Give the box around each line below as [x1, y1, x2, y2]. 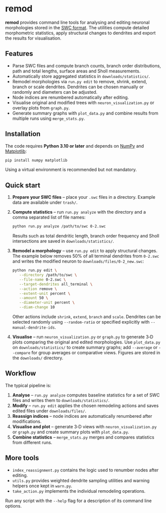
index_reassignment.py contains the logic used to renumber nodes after [12, 467, 159, 473]
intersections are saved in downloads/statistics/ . [12, 238, 114, 244]
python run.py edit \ [12, 268, 57, 273]
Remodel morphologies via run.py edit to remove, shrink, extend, [12, 78, 147, 84]
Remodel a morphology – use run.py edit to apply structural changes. [12, 248, 158, 254]
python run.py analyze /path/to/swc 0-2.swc [12, 224, 106, 229]
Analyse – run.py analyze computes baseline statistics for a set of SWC [12, 392, 160, 398]
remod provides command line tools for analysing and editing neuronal [5, 19, 150, 25]
